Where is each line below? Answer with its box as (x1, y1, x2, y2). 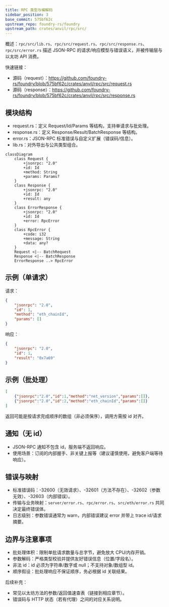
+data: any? (23, 240, 49, 246)
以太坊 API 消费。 (5, 54, 42, 60)
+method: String (23, 169, 58, 175)
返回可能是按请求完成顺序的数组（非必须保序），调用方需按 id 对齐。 (5, 413, 146, 419)
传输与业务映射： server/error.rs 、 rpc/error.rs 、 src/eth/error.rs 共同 (12, 500, 164, 506)
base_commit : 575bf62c (5, 17, 53, 22)
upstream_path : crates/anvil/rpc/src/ (5, 26, 87, 31)
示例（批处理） (5, 375, 52, 384)
